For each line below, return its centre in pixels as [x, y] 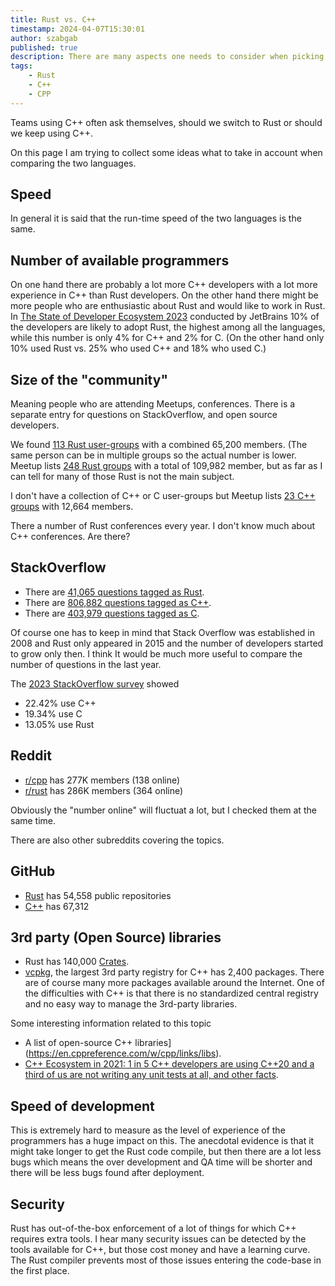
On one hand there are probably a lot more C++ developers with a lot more [164, 285]
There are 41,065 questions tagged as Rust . [114, 592]
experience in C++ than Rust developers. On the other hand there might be [164, 295]
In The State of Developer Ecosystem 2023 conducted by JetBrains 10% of [165, 317]
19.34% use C [53, 713]
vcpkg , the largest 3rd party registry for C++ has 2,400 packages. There [174, 972]
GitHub [33, 871]
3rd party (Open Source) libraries [116, 937]
